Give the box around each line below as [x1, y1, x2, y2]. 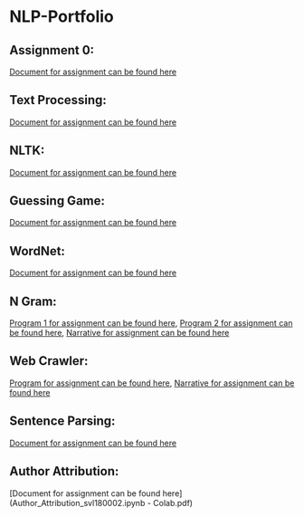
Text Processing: [9, 92, 107, 108]
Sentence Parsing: [9, 414, 116, 429]
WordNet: [9, 243, 66, 259]
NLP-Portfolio [9, 6, 115, 27]
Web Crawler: [9, 353, 89, 369]
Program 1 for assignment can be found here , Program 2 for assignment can [9, 318, 293, 329]
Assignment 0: [9, 43, 95, 58]
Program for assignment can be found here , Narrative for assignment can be [9, 378, 295, 388]
